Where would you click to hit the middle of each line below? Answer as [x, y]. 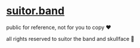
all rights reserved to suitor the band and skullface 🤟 [70, 39]
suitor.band [35, 11]
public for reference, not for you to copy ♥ [59, 27]
